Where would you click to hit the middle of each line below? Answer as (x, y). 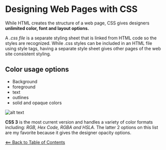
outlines (20, 97)
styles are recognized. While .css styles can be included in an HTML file (79, 43)
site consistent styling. (28, 54)
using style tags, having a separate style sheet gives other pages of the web (83, 48)
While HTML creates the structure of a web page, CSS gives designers (77, 23)
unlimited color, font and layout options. (47, 28)
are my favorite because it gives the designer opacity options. (68, 133)
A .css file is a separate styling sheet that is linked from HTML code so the (81, 38)
